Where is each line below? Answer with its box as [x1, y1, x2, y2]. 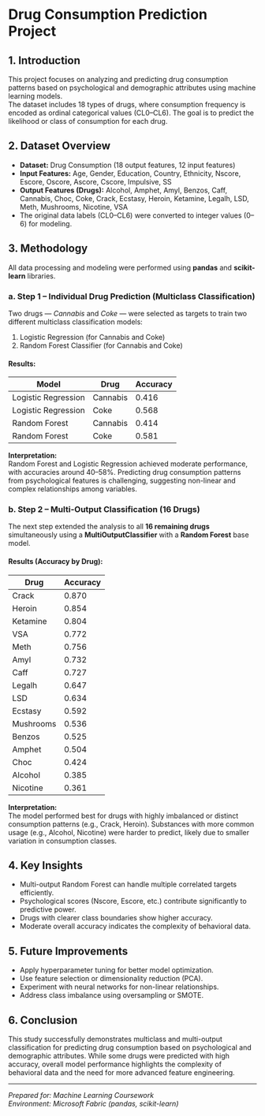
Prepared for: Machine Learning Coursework [8, 1091, 155, 1100]
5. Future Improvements [8, 944, 129, 957]
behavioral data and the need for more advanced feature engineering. [8, 1068, 235, 1077]
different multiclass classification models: [8, 317, 144, 327]
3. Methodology [8, 242, 88, 256]
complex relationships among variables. [8, 484, 138, 494]
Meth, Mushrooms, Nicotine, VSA [19, 202, 129, 211]
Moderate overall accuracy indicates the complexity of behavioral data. [19, 921, 251, 931]
